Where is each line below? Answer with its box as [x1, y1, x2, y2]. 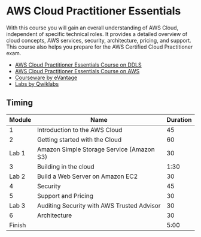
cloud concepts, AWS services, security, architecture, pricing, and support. [6, 37, 191, 44]
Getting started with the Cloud [36, 135, 122, 143]
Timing [6, 98, 33, 108]
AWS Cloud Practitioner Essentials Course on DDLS [14, 61, 142, 68]
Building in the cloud [36, 162, 95, 170]
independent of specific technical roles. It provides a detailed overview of [6, 30, 188, 37]
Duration [166, 115, 192, 124]
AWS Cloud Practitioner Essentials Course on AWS [14, 67, 140, 74]
